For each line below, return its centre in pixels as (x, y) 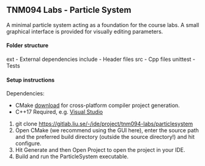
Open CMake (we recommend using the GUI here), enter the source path (107, 130)
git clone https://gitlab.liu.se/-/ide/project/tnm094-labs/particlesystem (104, 124)
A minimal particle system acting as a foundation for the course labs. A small (103, 25)
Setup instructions (31, 80)
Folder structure (28, 45)
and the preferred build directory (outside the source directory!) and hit (105, 137)
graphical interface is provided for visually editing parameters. (85, 31)
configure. (28, 143)
